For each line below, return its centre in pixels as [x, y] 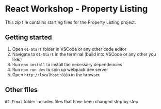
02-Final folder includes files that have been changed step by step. [72, 101]
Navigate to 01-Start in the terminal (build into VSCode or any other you [84, 54]
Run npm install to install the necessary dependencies [67, 64]
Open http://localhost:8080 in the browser [56, 75]
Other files [21, 90]
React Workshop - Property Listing [76, 9]
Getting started [29, 37]
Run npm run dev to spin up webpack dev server [60, 69]
